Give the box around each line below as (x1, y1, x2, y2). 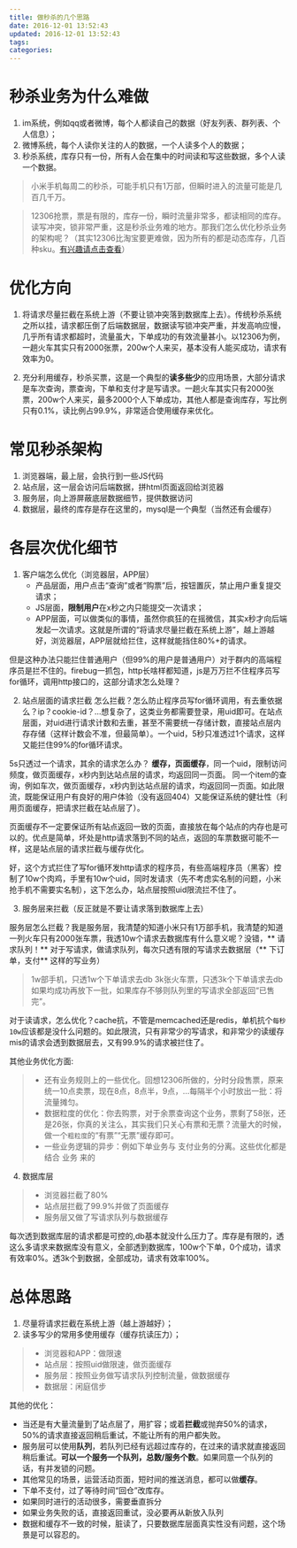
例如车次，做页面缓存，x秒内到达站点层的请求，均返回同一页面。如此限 (24, 780, 285, 790)
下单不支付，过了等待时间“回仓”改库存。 (21, 1484, 170, 1496)
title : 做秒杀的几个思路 (9, 12, 90, 22)
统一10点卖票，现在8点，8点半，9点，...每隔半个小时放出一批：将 (43, 1085, 283, 1096)
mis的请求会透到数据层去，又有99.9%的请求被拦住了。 (9, 1036, 209, 1047)
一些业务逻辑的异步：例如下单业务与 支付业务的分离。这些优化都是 (43, 1141, 287, 1151)
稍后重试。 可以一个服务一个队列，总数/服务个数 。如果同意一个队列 (21, 1452, 266, 1462)
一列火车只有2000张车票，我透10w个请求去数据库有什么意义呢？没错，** (9, 933, 276, 943)
